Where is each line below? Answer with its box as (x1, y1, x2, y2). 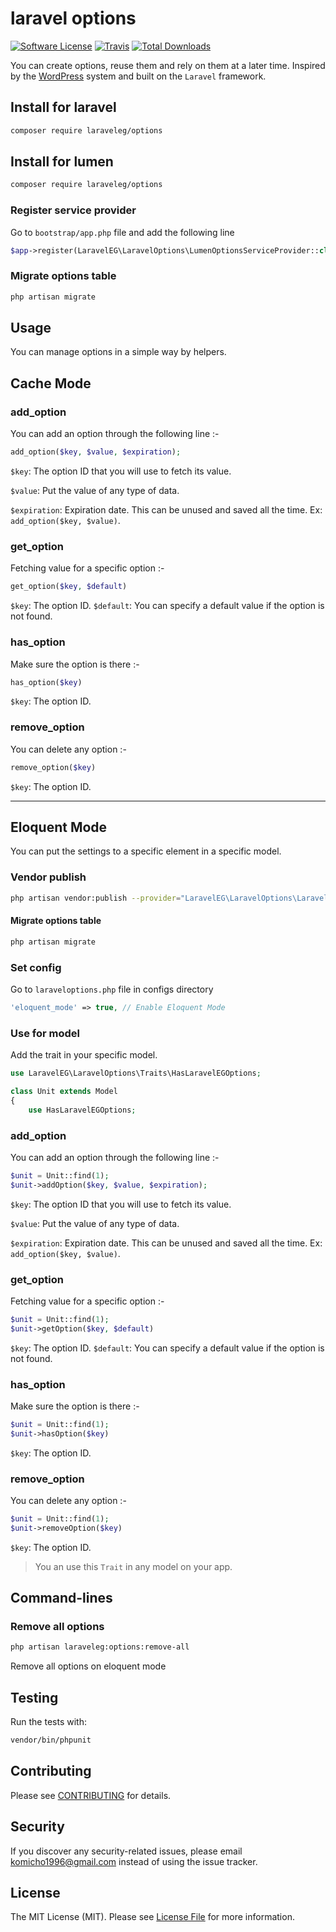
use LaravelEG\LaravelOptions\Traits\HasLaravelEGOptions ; (10, 1068, 262, 1079)
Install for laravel (10, 99, 117, 116)
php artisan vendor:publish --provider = (10, 893, 182, 903)
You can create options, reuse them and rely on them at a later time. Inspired (10, 59, 326, 71)
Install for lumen (10, 153, 114, 171)
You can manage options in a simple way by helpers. (10, 346, 227, 358)
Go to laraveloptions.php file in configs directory (10, 983, 214, 995)
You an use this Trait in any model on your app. (34, 1560, 233, 1572)
